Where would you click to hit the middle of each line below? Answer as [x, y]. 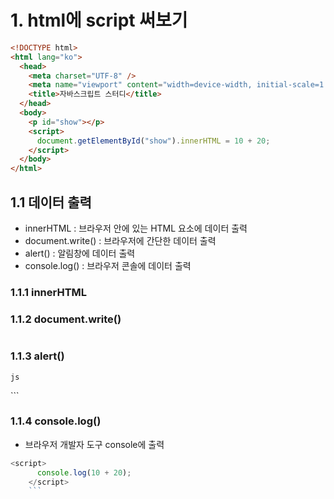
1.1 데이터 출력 [51, 202]
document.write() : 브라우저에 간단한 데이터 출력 [120, 240]
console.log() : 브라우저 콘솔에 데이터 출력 [108, 265]
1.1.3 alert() [37, 356]
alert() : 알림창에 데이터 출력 [80, 253]
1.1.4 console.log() [56, 421]
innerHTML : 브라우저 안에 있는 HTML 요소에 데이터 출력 [136, 228]
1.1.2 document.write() [66, 319]
